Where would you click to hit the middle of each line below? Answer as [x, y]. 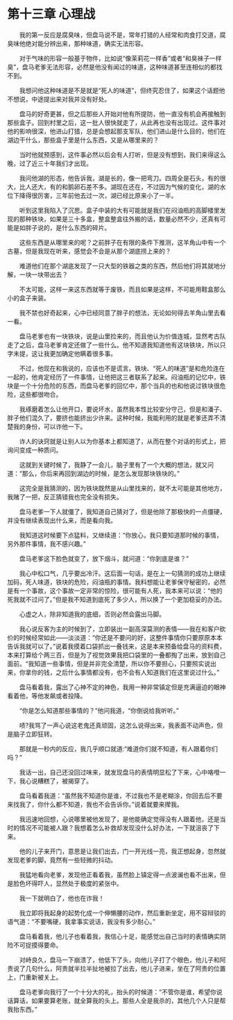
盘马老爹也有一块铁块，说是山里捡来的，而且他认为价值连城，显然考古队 [122, 336]
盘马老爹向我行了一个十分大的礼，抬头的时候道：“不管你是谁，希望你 [118, 992]
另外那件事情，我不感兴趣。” [47, 543]
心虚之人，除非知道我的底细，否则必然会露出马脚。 [92, 614]
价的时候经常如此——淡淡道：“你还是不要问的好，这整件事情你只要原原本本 [115, 637]
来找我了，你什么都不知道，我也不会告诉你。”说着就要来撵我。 [95, 804]
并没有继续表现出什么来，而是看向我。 [62, 520]
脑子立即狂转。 [34, 734]
